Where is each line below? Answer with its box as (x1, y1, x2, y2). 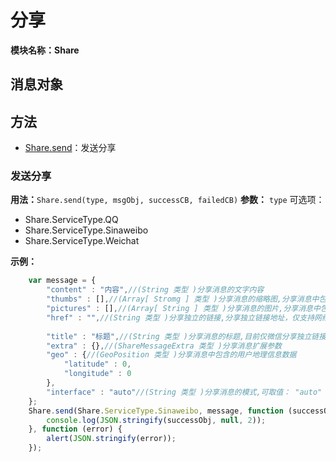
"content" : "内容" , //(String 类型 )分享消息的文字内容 (46, 285, 265, 295)
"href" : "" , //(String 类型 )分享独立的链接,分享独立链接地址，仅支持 (46, 312, 315, 323)
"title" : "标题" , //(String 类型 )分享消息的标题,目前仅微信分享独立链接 (46, 331, 327, 341)
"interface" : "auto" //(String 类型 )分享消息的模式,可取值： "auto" (46, 387, 323, 397)
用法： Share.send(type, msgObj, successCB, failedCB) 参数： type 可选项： (10, 194, 325, 206)
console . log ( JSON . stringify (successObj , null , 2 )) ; (46, 415, 267, 425)
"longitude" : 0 (63, 369, 132, 379)
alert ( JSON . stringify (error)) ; (46, 434, 177, 444)
